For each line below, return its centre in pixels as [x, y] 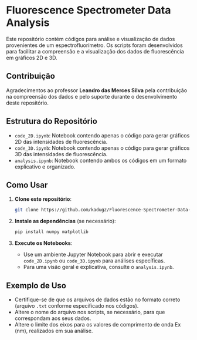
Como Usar [27, 185]
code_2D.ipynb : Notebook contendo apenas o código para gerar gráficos [102, 135]
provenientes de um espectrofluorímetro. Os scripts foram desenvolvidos [94, 45]
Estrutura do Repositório [52, 121]
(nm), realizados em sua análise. [54, 331]
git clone [27, 210]
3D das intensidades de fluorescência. [61, 154]
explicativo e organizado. [45, 166]
